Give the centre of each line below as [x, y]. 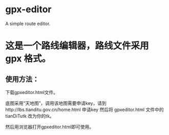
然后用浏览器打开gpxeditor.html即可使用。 [50, 127]
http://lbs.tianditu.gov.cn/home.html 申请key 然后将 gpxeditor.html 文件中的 [84, 109]
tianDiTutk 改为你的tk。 [30, 116]
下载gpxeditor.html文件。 [32, 92]
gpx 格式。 [28, 59]
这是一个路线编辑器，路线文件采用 [77, 46]
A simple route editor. [28, 24]
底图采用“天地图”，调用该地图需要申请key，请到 [56, 103]
